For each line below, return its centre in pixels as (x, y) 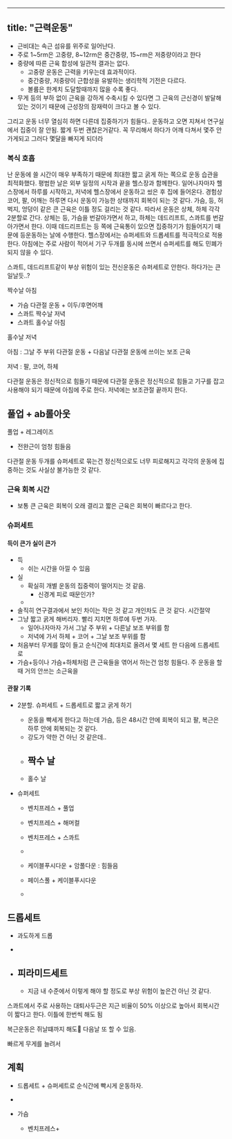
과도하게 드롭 (35, 936)
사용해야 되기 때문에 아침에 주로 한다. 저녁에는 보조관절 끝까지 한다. (97, 390)
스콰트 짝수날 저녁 (41, 314)
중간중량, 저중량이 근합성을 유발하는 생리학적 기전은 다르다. (107, 80)
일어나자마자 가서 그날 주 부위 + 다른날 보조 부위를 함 (98, 628)
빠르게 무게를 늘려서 (34, 1044)
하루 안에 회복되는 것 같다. (62, 728)
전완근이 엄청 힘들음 (44, 446)
